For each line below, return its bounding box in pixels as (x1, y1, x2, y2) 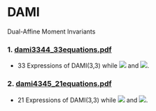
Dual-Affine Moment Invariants (7, 27, 96, 36)
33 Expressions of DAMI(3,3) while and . (17, 61, 150, 70)
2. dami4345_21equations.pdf (7, 79, 112, 89)
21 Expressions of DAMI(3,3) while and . (17, 96, 148, 104)
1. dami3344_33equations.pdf (7, 45, 112, 54)
